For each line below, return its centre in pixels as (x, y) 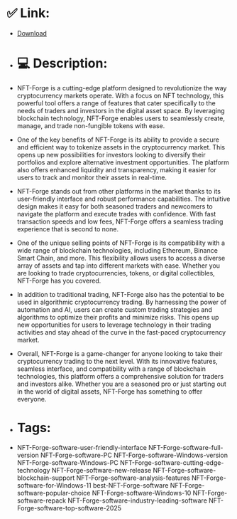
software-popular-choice (54, 493)
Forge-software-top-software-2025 (69, 508)
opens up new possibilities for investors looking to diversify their (111, 154)
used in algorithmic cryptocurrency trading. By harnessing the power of (122, 302)
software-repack (42, 500)
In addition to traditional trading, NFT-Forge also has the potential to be (121, 294)
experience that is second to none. (67, 229)
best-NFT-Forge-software (131, 485)
